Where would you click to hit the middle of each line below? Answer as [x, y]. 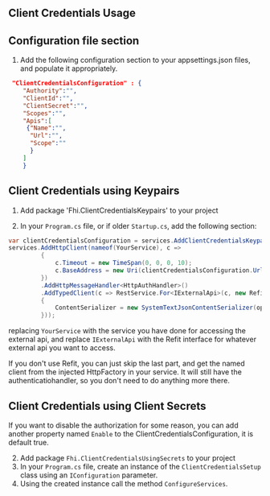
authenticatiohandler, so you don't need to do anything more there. [119, 381]
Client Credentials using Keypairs [94, 191]
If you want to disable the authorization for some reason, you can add [123, 425]
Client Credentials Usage [72, 13]
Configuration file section [74, 41]
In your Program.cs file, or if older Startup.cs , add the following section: [138, 225]
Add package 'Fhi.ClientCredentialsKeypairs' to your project [119, 210]
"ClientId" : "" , [48, 98]
